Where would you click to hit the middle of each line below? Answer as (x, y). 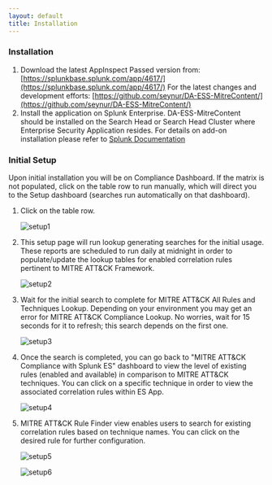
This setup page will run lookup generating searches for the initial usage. (142, 242)
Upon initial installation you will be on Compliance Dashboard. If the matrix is (136, 178)
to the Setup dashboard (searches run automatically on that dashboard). (129, 195)
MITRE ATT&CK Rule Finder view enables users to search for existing (136, 423)
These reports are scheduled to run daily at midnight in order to (126, 251)
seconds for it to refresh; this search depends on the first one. (124, 326)
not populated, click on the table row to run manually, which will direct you (133, 186)
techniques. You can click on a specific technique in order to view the (136, 383)
